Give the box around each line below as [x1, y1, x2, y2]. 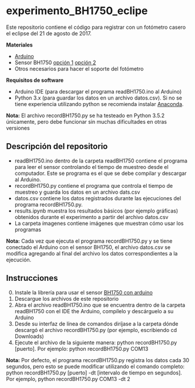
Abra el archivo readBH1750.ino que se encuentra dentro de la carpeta [14, 301, 186, 309]
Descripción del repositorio [6, 141, 108, 151]
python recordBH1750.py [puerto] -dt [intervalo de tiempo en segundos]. [6, 369, 182, 376]
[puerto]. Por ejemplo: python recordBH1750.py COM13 [14, 345, 149, 352]
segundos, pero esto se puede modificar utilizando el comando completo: [6, 363, 185, 370]
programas [14, 225, 42, 233]
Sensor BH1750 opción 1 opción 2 [14, 59, 96, 66]
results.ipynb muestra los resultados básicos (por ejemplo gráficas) [14, 207, 178, 214]
